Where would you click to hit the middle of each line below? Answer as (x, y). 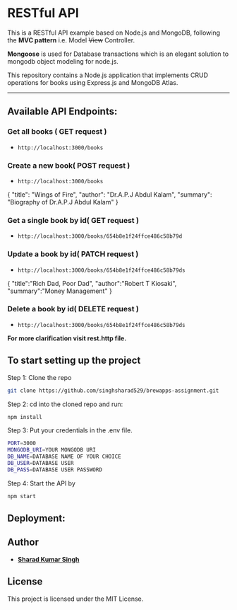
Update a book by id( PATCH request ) (73, 254)
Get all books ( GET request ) (57, 132)
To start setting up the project (74, 361)
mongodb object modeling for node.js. (63, 61)
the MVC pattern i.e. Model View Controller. (71, 40)
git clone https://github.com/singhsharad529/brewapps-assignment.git (113, 391)
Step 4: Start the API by (42, 483)
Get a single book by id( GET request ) (73, 220)
